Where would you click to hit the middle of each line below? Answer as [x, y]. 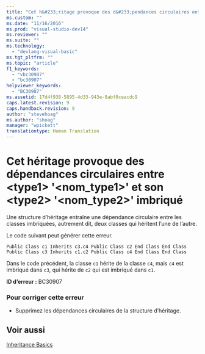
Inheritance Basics [30, 345]
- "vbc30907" [28, 74]
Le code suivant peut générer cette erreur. [59, 235]
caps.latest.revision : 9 [38, 103]
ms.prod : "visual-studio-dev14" [47, 29]
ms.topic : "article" [33, 63]
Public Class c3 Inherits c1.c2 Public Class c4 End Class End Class [97, 252]
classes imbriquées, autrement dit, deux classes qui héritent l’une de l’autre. [102, 223]
